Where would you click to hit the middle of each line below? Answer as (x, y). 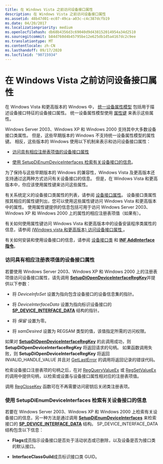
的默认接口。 (25, 446)
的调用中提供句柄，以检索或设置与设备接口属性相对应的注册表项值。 (73, 376)
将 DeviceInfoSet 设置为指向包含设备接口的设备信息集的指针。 (74, 294)
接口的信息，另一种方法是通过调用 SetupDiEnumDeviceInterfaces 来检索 (83, 418)
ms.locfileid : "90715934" (31, 55)
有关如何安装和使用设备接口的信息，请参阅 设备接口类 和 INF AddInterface (80, 240)
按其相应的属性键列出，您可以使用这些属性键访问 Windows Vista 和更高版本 (81, 201)
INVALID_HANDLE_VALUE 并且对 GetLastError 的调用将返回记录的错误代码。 (81, 359)
